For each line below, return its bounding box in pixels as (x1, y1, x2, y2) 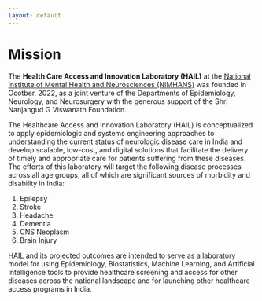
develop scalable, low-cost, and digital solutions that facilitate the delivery (8, 145, 249, 154)
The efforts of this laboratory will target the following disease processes (8, 162, 242, 171)
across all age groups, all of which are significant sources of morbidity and (8, 170, 250, 179)
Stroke (19, 202, 42, 211)
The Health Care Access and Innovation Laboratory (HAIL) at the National (8, 72, 251, 81)
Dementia (19, 218, 51, 228)
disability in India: (8, 178, 65, 188)
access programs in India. (8, 284, 92, 293)
